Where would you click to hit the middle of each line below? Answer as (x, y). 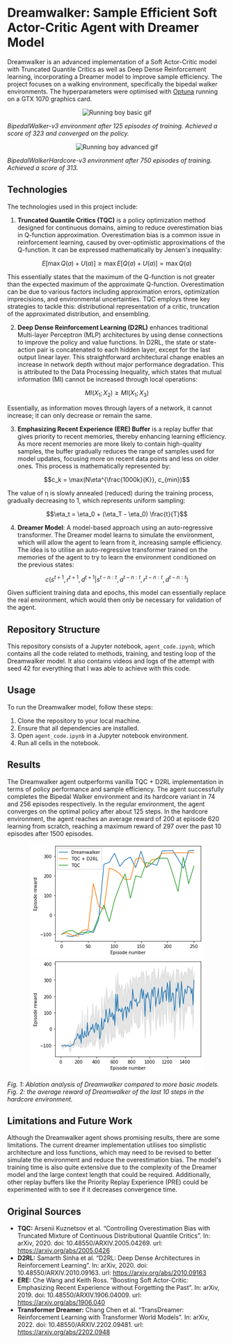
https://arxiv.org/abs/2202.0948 (64, 1332)
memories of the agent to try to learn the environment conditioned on (116, 557)
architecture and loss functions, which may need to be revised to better (110, 1153)
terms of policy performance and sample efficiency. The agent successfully (115, 789)
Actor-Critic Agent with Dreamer (103, 28)
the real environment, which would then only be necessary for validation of (114, 600)
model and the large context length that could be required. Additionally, (109, 1175)
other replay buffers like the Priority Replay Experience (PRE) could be (108, 1182)
